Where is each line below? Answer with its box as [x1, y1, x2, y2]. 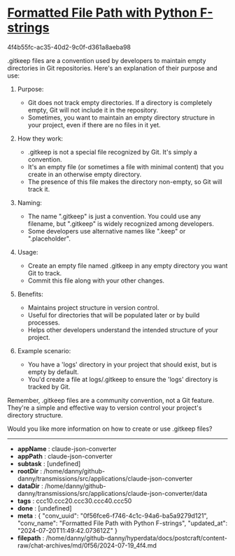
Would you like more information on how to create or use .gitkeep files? [7, 425, 213, 433]
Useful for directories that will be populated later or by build [27, 311, 200, 319]
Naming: [17, 198, 42, 207]
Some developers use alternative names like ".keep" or [27, 227, 186, 235]
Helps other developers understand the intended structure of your [27, 325, 218, 334]
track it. [27, 185, 50, 193]
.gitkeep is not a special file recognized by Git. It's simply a [27, 148, 198, 156]
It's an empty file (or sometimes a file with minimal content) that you [27, 162, 224, 171]
